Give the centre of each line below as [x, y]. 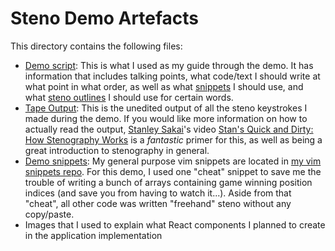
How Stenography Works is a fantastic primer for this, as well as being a [173, 139]
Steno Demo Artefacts [105, 18]
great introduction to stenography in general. [117, 150]
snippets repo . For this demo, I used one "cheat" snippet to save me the [173, 171]
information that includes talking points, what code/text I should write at [172, 76]
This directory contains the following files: [96, 46]
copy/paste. [49, 214]
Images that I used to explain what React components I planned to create [175, 224]
